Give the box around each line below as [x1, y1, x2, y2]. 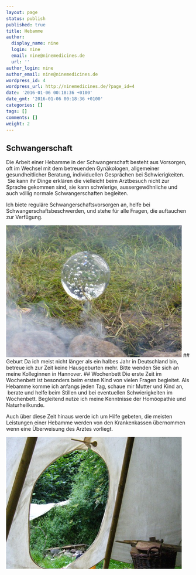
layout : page [6, 9, 38, 15]
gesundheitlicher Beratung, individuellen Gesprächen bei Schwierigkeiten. [6, 171, 185, 178]
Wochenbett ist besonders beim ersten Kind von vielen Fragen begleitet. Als [6, 377, 190, 384]
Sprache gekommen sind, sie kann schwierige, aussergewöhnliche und [6, 183, 178, 190]
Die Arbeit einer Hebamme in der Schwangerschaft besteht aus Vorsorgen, [6, 159, 187, 166]
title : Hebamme [6, 28, 43, 34]
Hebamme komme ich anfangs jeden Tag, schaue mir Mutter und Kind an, [6, 383, 184, 390]
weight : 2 [6, 121, 30, 127]
